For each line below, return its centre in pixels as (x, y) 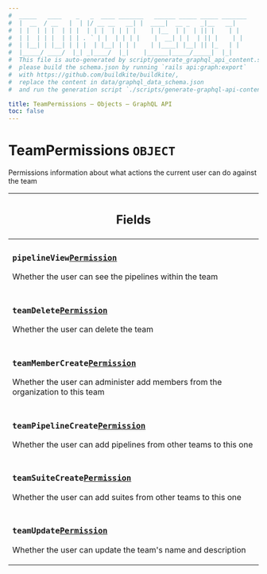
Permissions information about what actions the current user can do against (132, 173)
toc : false (26, 111)
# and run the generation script (66, 89)
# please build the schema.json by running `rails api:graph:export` (128, 68)
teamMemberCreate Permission (74, 363)
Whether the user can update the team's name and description (129, 550)
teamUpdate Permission (60, 531)
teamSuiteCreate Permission (72, 478)
